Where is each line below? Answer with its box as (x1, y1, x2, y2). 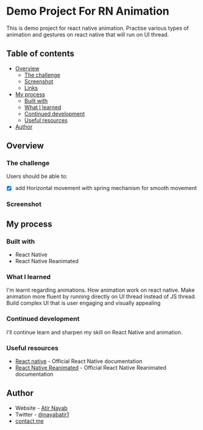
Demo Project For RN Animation (6, 4, 169, 18)
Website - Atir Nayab (15, 404, 68, 412)
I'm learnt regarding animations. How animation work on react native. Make (6, 286, 195, 294)
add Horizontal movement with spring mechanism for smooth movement (15, 185, 197, 192)
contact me (15, 417, 44, 425)
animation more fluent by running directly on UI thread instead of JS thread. (6, 293, 196, 300)
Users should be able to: (6, 172, 68, 180)
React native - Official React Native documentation (15, 358, 143, 365)
